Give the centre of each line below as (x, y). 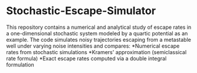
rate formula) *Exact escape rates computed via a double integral (87, 58)
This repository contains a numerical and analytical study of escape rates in (99, 27)
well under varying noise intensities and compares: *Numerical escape (93, 46)
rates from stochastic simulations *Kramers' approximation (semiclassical (96, 52)
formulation (20, 64)
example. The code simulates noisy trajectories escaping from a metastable (99, 39)
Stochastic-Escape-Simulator (81, 11)
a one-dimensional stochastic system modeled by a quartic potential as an (97, 33)
